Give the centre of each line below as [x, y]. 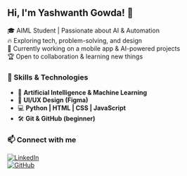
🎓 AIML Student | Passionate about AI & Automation [84, 30]
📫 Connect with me [42, 140]
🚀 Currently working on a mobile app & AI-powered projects [94, 48]
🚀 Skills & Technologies [48, 77]
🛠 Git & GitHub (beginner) [56, 119]
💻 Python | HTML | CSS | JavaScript [72, 108]
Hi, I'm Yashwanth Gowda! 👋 [70, 13]
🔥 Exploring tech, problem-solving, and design [75, 40]
